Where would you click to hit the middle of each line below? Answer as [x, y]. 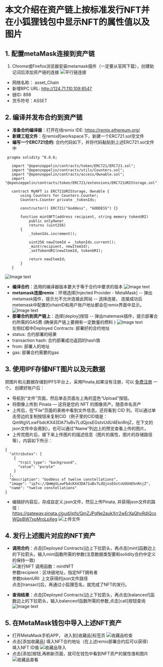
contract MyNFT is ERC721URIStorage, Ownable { [60, 191]
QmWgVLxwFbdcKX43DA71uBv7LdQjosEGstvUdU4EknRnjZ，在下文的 [82, 422]
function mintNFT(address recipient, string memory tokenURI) [84, 217]
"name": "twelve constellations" [43, 488]
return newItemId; [48, 259]
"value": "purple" [36, 467]
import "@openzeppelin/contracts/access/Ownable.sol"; [68, 174]
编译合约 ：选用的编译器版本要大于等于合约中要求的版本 [67, 286]
